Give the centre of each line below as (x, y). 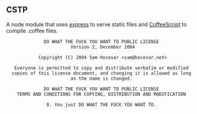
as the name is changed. (101, 78)
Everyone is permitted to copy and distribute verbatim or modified (101, 68)
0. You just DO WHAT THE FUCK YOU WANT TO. (101, 104)
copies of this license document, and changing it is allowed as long (101, 73)
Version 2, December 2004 (103, 47)
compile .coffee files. (32, 31)
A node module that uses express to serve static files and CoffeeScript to (96, 24)
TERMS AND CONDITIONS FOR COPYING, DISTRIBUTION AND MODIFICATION (101, 94)
